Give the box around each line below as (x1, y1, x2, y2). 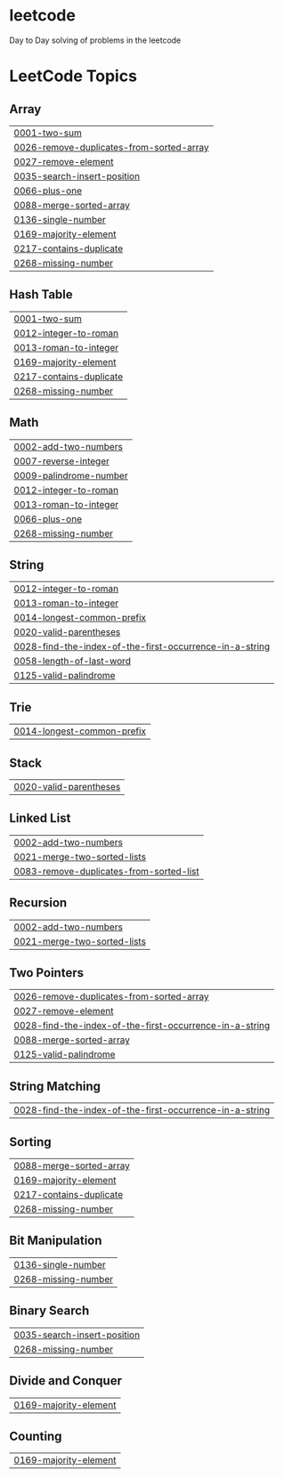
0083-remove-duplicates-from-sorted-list (13, 865, 199, 877)
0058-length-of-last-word (13, 655, 132, 668)
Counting (9, 1428, 62, 1443)
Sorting (9, 1134, 52, 1149)
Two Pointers (9, 965, 85, 980)
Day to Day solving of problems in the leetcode (9, 35, 182, 45)
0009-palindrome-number (13, 469, 128, 482)
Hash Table (9, 287, 73, 303)
